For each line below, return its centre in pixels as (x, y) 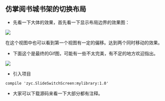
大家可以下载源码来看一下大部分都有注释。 (58, 93)
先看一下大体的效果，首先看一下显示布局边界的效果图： (71, 22)
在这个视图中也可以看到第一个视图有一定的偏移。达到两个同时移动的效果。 (84, 43)
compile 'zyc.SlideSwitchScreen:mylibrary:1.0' (57, 83)
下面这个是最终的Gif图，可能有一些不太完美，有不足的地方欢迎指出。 (85, 53)
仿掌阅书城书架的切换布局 (46, 9)
